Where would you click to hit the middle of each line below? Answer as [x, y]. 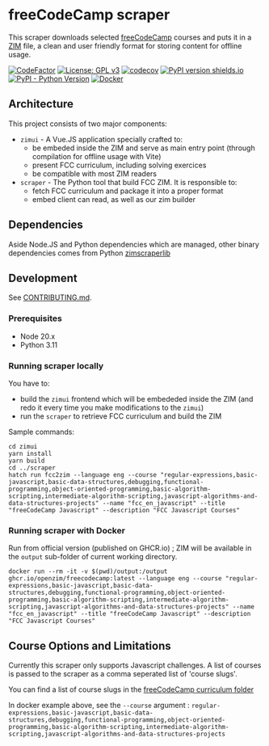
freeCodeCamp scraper [89, 15]
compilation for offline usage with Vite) [97, 156]
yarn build [27, 461]
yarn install [30, 453]
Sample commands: [42, 432]
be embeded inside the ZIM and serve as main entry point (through [144, 148]
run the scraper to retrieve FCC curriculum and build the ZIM [121, 416]
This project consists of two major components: [88, 124]
